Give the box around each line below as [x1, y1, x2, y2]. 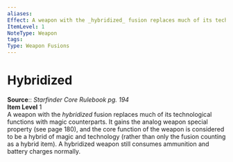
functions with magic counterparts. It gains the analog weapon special [7, 118, 208, 126]
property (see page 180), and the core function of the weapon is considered [7, 124, 225, 133]
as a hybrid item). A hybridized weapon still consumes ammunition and [7, 140, 209, 148]
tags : [7, 36, 23, 43]
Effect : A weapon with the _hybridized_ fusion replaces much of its [7, 17, 213, 24]
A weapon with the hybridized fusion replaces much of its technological [7, 110, 212, 118]
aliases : [7, 10, 33, 17]
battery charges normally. [7, 147, 81, 155]
